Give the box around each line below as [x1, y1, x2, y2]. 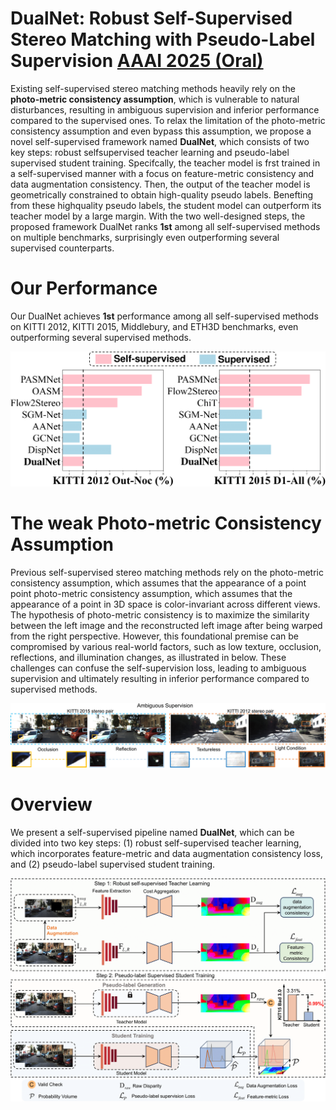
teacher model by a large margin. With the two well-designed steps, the [10, 210, 306, 222]
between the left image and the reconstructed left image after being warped [10, 619, 323, 631]
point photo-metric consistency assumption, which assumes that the [10, 587, 293, 599]
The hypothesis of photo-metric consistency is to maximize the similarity [10, 608, 310, 621]
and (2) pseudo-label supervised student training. [10, 858, 216, 871]
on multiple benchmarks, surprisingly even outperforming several [10, 231, 280, 243]
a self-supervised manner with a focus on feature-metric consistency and [10, 167, 315, 179]
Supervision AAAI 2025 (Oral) [10, 50, 264, 72]
